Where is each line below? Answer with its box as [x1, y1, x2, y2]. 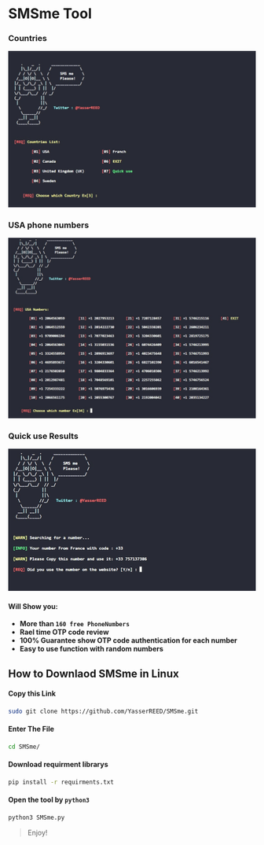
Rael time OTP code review [19, 627, 109, 637]
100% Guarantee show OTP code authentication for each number [19, 636, 238, 645]
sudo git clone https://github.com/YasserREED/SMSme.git [8, 707, 199, 715]
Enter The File [8, 725, 55, 734]
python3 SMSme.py [8, 814, 65, 821]
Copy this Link [8, 689, 57, 699]
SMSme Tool [8, 5, 93, 23]
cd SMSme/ [8, 743, 41, 751]
